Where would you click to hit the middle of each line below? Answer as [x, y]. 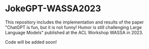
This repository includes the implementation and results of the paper [74, 22]
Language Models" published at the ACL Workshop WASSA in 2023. [74, 32]
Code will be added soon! [31, 42]
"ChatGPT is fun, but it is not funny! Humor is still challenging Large [74, 27]
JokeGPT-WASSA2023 [53, 9]
